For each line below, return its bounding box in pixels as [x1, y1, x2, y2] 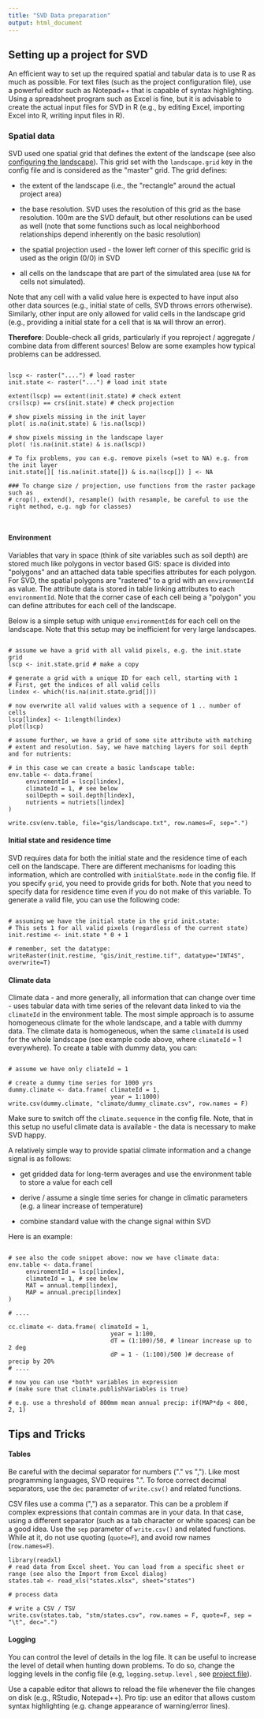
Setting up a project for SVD [8, 48, 148, 62]
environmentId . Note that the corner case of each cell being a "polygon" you [8, 592, 256, 602]
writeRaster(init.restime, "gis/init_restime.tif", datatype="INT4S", [8, 952, 245, 960]
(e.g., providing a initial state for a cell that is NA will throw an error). [8, 317, 226, 327]
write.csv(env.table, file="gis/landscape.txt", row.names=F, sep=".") [8, 819, 248, 827]
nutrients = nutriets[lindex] [25, 798, 125, 806]
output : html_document [8, 19, 83, 27]
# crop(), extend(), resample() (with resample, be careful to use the [8, 495, 248, 503]
